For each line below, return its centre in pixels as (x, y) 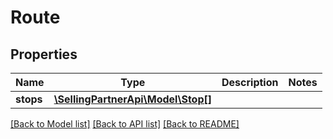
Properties (44, 54)
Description (250, 82)
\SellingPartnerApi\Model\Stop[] (132, 99)
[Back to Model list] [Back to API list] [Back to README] (125, 124)
